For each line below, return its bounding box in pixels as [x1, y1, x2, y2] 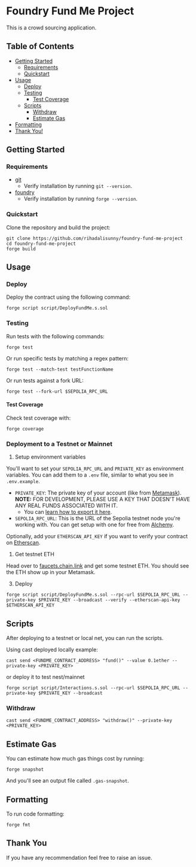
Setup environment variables [14, 453, 86, 460]
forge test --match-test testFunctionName [6, 366, 114, 372]
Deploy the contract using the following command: [6, 293, 131, 301]
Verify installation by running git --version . [23, 183, 133, 190]
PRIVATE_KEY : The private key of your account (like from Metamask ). [14, 489, 182, 496]
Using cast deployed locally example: [6, 646, 99, 653]
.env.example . [6, 478, 40, 485]
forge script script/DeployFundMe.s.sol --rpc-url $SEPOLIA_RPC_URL [6, 592, 180, 598]
